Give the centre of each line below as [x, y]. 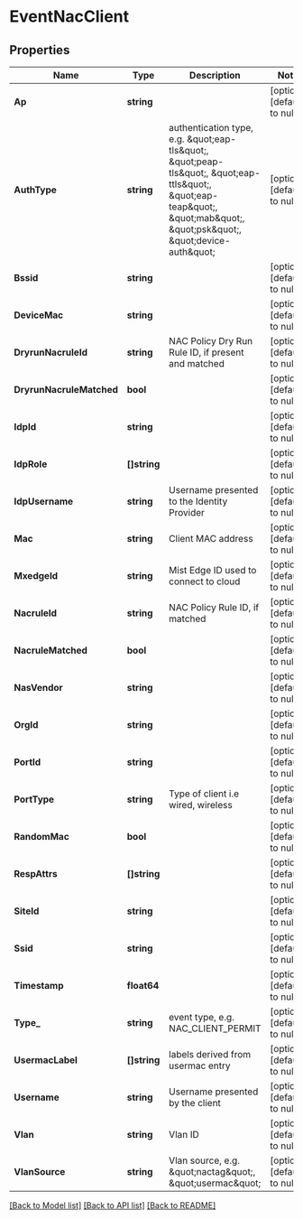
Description [215, 75]
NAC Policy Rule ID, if [214, 607]
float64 [143, 986]
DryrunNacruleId [51, 352]
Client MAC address [211, 539]
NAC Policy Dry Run [211, 341]
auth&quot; [192, 252]
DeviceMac [39, 315]
